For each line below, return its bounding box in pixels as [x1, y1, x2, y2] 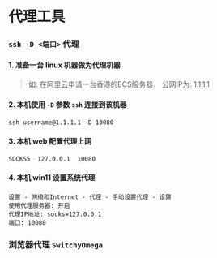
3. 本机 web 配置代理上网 [8, 136, 91, 146]
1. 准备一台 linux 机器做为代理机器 [8, 60, 121, 70]
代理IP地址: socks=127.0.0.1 [8, 210, 102, 218]
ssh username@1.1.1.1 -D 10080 [8, 118, 114, 127]
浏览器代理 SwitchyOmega [8, 239, 104, 250]
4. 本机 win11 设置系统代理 [8, 173, 96, 183]
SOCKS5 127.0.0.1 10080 [8, 155, 96, 163]
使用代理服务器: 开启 [8, 201, 70, 209]
